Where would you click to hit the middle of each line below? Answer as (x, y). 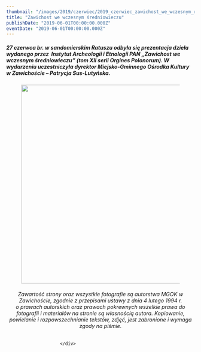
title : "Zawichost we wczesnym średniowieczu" (65, 17)
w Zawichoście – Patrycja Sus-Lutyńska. (58, 73)
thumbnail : (20, 12)
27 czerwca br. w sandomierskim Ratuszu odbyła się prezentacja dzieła (98, 47)
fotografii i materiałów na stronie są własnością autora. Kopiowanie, (100, 313)
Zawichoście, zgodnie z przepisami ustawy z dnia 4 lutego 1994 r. (100, 301)
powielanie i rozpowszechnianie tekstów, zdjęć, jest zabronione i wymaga (100, 319)
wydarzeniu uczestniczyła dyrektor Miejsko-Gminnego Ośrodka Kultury (98, 66)
